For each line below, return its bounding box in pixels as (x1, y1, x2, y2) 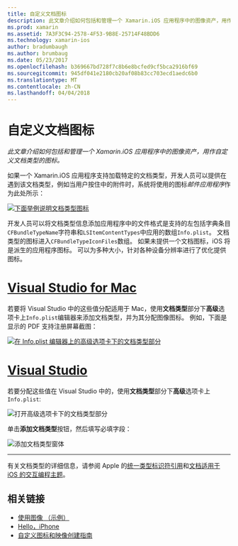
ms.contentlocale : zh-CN (7, 83, 81, 90)
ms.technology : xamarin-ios (7, 37, 91, 44)
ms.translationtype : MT (7, 76, 78, 84)
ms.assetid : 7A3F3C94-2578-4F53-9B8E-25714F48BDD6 (7, 30, 160, 38)
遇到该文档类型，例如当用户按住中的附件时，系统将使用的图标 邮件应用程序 (7, 180, 225, 189)
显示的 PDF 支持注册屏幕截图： (7, 322, 98, 330)
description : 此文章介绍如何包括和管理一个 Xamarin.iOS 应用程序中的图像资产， (7, 17, 222, 24)
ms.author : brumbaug (7, 50, 69, 58)
